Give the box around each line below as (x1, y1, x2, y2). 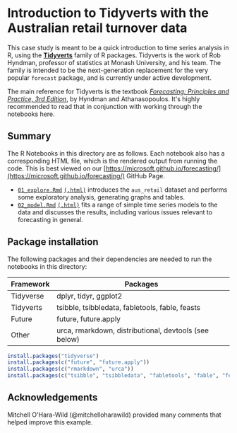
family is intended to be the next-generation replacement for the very (7, 66, 209, 74)
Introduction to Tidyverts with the (7, 5, 209, 21)
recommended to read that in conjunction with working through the (7, 102, 202, 110)
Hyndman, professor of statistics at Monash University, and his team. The (7, 58, 221, 67)
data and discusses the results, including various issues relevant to (17, 207, 213, 216)
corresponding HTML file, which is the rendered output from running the (7, 156, 218, 165)
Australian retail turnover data (7, 20, 188, 36)
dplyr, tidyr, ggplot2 (56, 291, 123, 301)
